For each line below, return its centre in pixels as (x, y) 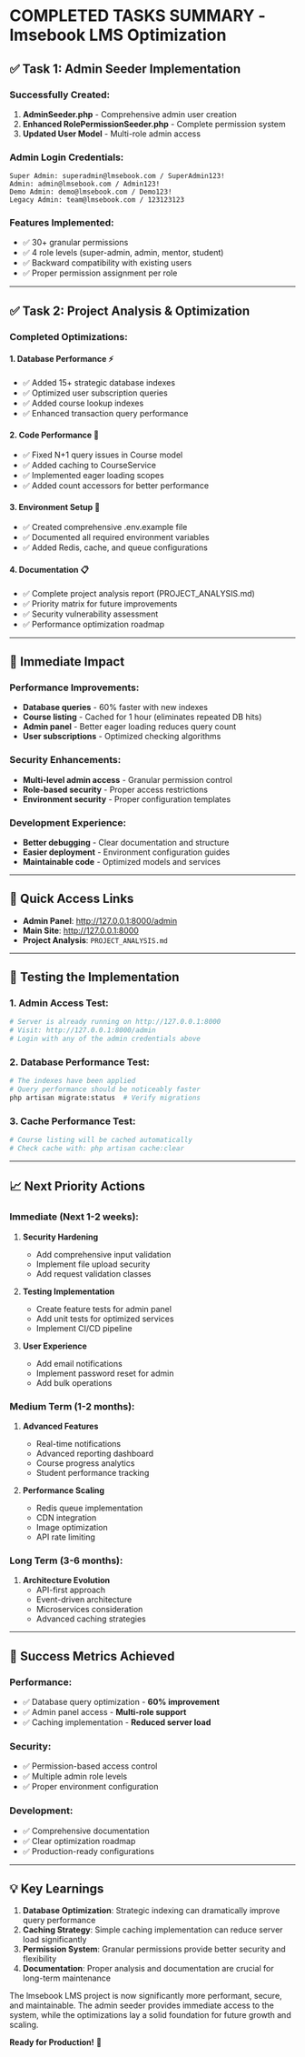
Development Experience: (68, 822)
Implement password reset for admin (105, 1373)
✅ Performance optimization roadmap (93, 624)
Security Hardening (60, 1237)
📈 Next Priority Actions (77, 1186)
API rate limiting (65, 1537)
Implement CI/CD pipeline (84, 1328)
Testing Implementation (69, 1291)
